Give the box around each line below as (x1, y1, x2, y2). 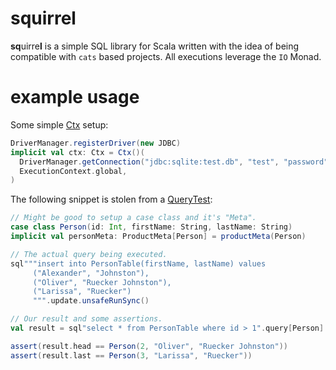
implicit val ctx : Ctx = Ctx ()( (10, 147, 145, 157)
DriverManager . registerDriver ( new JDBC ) (10, 138, 182, 148)
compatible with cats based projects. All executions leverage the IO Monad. (10, 50, 322, 62)
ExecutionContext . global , (19, 166, 128, 176)
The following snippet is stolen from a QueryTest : (10, 193, 213, 206)
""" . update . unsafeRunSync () (32, 296, 150, 306)
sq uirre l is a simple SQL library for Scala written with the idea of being (10, 40, 300, 52)
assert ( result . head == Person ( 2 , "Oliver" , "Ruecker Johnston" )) (10, 341, 288, 351)
